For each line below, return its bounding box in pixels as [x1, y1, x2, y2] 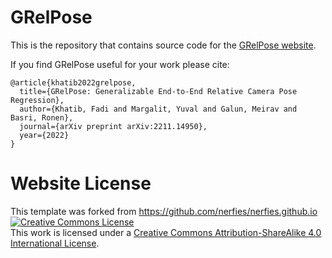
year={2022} [19, 130, 70, 140]
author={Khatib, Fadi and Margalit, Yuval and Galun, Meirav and [19, 104, 298, 114]
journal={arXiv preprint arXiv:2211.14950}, [19, 121, 208, 131]
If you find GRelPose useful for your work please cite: [10, 58, 230, 70]
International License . [10, 237, 100, 249]
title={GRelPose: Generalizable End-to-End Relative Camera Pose [19, 86, 298, 96]
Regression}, [10, 95, 65, 105]
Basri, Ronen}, [10, 112, 74, 123]
